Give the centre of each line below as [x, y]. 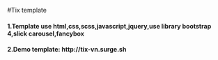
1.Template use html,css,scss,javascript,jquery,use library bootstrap [109, 26]
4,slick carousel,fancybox [46, 33]
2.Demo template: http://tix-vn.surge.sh [67, 50]
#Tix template [27, 10]
